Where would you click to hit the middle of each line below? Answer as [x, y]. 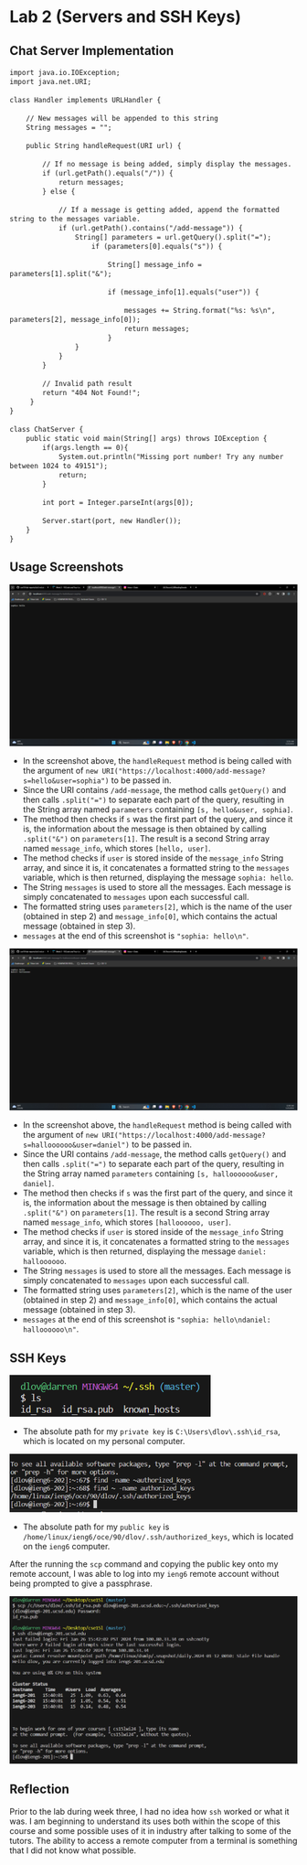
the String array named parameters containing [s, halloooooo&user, [150, 1174]
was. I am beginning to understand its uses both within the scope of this [145, 1821]
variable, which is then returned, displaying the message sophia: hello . [158, 878]
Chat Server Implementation [92, 51]
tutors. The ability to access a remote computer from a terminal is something [153, 1840]
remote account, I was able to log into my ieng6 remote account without [144, 1573]
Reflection [40, 1790]
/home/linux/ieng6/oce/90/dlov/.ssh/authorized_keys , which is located [158, 1536]
